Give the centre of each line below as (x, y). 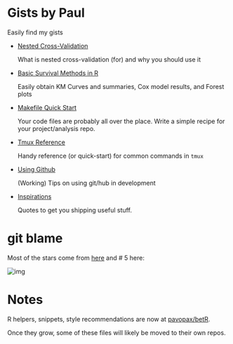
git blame (35, 239)
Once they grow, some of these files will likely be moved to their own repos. (116, 332)
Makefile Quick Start (47, 107)
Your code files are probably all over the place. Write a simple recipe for (121, 121)
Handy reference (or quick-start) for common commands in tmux (110, 156)
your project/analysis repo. (56, 128)
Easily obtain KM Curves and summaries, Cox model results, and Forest (121, 86)
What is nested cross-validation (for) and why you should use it (109, 59)
